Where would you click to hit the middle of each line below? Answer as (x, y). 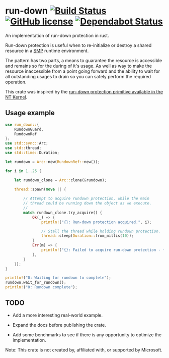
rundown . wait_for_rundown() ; (36, 283)
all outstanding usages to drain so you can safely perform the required (78, 76)
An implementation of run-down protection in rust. (57, 35)
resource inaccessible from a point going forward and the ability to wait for (82, 71)
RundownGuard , (29, 129)
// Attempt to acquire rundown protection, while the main (87, 199)
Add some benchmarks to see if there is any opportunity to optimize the (87, 335)
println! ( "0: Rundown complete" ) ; (41, 287)
